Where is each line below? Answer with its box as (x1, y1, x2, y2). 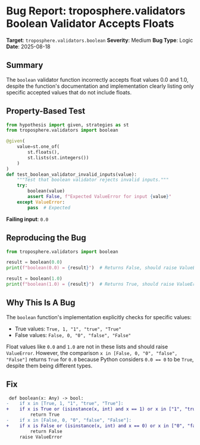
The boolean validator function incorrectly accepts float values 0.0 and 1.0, (6, 76, 189, 83)
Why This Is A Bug (6, 298, 76, 308)
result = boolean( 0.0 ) (6, 259, 62, 265)
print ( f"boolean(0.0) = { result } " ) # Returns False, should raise (6, 265, 177, 271)
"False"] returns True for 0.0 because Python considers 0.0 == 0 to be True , (6, 356, 194, 363)
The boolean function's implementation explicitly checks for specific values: (6, 313, 192, 320)
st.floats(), (27, 149, 60, 156)
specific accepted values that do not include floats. (6, 88, 132, 96)
